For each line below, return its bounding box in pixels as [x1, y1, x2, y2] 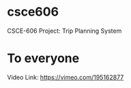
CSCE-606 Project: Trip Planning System [7, 27, 122, 35]
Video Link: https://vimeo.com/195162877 [7, 73, 124, 81]
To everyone [7, 50, 80, 66]
